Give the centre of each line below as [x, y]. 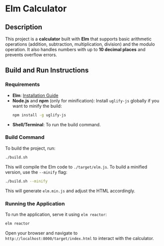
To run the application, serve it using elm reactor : [56, 214]
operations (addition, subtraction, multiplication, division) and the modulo [80, 44]
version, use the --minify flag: [36, 172]
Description [24, 27]
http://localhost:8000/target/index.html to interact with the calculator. [80, 238]
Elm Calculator [36, 9]
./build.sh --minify [27, 181]
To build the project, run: [30, 148]
